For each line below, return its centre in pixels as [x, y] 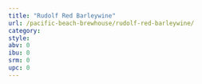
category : [25, 30]
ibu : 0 [19, 53]
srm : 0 [19, 61]
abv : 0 [19, 46]
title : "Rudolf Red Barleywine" [62, 16]
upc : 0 [19, 68]
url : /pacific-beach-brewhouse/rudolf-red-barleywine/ [101, 23]
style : [19, 38]
